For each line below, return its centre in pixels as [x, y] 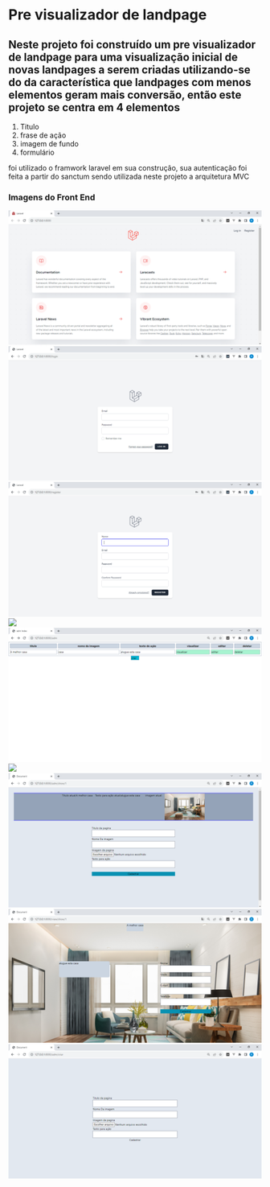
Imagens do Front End [52, 197]
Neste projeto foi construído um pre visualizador [132, 45]
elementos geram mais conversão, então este [125, 95]
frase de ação [43, 135]
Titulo [29, 127]
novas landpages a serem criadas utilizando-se [129, 70]
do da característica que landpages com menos [130, 82]
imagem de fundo [49, 144]
